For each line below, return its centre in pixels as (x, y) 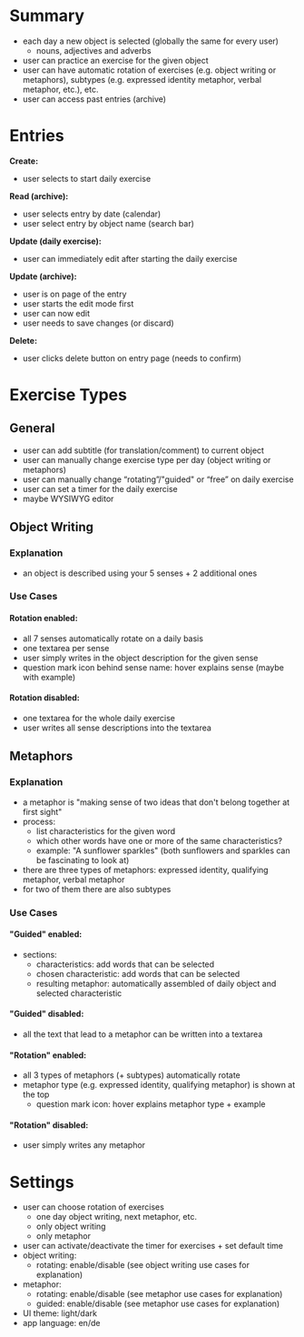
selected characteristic (79, 993)
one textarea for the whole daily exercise (98, 718)
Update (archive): (43, 276)
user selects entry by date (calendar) (92, 214)
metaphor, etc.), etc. (60, 89)
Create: (24, 161)
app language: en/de (61, 1323)
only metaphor (63, 1236)
